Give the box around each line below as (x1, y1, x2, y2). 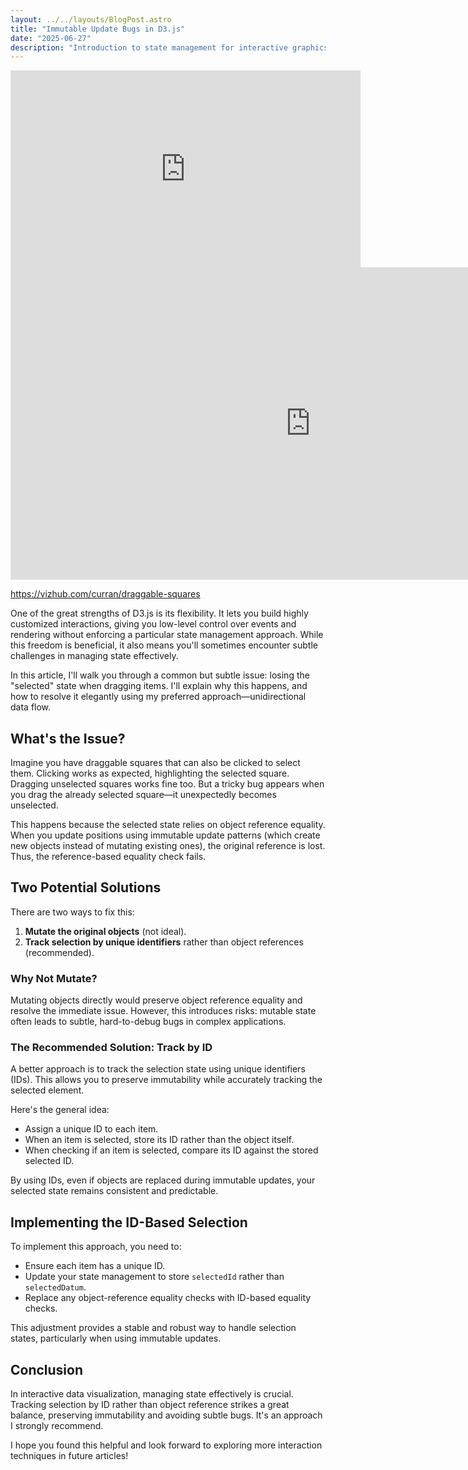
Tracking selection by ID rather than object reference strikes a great (10, 1399, 290, 1411)
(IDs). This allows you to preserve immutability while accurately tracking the (10, 1074, 323, 1086)
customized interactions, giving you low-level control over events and (10, 618, 297, 630)
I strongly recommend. (10, 1420, 104, 1432)
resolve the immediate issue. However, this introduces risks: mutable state (10, 1005, 317, 1017)
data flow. (10, 701, 52, 713)
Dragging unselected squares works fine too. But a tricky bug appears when (10, 778, 325, 790)
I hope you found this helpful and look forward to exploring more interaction (10, 1439, 323, 1451)
